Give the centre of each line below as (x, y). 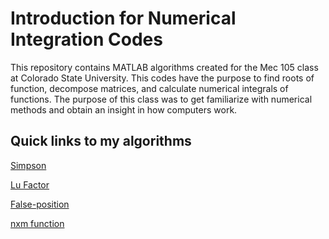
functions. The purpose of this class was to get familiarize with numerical (161, 99)
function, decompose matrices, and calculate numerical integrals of (149, 88)
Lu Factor (30, 184)
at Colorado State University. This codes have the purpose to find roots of (162, 78)
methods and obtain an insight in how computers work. (124, 109)
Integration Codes (86, 39)
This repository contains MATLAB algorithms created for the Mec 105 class (164, 67)
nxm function (37, 223)
